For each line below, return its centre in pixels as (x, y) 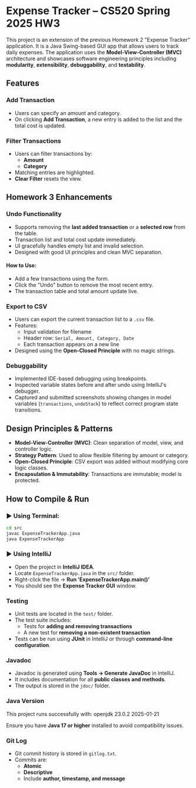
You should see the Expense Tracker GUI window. (76, 586)
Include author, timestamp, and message (74, 779)
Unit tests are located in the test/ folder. (64, 614)
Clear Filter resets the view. (48, 179)
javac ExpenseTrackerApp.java (43, 533)
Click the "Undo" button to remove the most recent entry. (84, 285)
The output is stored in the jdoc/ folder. (62, 686)
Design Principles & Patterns (59, 429)
